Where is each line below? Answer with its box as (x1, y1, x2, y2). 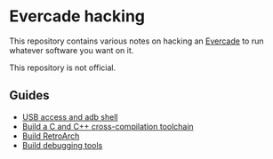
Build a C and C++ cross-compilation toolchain (21, 121, 194, 131)
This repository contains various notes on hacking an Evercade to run (9, 36, 264, 46)
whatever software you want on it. (9, 44, 134, 55)
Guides (9, 88, 51, 103)
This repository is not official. (9, 62, 116, 73)
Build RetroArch (21, 131, 80, 141)
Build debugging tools (21, 139, 103, 150)
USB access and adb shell (21, 111, 118, 122)
